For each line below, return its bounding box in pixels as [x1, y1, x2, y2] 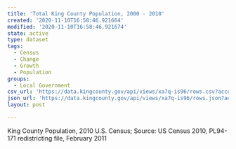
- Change [13, 56, 39, 63]
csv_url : [7, 88, 33, 95]
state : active [7, 29, 49, 37]
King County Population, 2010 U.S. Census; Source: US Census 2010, [7, 127, 208, 135]
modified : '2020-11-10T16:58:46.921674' [7, 23, 128, 30]
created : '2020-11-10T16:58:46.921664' [7, 17, 124, 24]
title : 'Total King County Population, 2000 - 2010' [7, 10, 165, 17]
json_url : [7, 95, 37, 102]
